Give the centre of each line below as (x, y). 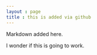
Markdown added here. (35, 34)
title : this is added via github (49, 17)
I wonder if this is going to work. (45, 46)
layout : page (24, 12)
